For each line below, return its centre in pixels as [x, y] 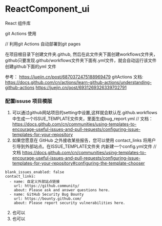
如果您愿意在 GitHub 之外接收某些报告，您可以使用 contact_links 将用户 [84, 141]
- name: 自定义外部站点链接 [35, 182]
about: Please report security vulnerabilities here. [70, 203]
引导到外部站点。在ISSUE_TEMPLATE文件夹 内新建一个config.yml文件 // [84, 146]
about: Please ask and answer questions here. [62, 190]
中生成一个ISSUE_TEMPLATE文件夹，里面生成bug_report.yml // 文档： [82, 119]
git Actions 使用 [21, 33]
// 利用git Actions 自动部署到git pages [43, 44]
